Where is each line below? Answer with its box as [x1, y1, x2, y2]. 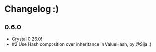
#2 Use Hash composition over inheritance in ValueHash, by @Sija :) [11, 41, 152, 47]
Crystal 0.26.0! [11, 36, 43, 42]
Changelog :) [4, 3, 59, 15]
